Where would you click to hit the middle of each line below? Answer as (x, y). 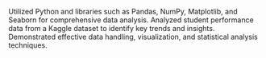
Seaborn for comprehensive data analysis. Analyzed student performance (131, 20)
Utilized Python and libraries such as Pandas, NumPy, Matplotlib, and (123, 12)
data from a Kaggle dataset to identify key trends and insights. (112, 28)
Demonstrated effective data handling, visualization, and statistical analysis (133, 37)
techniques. (28, 45)
